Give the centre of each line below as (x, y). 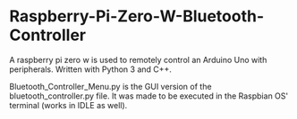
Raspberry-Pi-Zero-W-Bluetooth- (137, 16)
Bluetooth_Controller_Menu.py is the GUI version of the (110, 86)
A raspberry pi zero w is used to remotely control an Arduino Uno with (138, 59)
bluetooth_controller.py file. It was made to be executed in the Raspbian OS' (149, 96)
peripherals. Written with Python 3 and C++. (91, 69)
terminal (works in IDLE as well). (68, 105)
